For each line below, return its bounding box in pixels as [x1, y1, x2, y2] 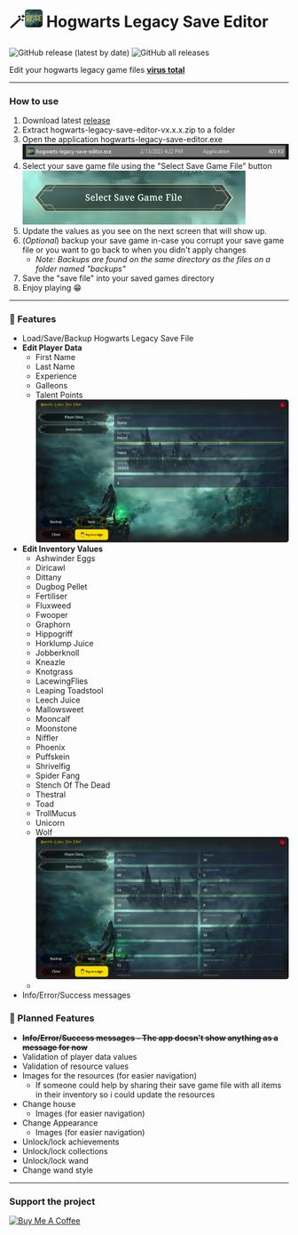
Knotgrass [35, 666, 74, 677]
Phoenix [35, 742, 66, 752]
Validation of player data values [21, 1051, 137, 1062]
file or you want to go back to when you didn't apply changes [21, 245, 247, 255]
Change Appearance [21, 1117, 98, 1128]
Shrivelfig [35, 760, 71, 771]
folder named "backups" [35, 263, 126, 274]
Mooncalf [35, 713, 71, 724]
